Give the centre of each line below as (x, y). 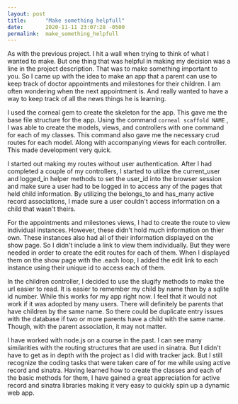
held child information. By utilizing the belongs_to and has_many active (111, 194)
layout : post (27, 14)
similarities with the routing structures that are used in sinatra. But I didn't (114, 348)
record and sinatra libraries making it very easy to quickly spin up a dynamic (119, 386)
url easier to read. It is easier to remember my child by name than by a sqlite (118, 289)
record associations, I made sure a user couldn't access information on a (114, 202)
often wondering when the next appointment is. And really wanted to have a (118, 91)
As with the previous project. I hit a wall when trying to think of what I (108, 54)
